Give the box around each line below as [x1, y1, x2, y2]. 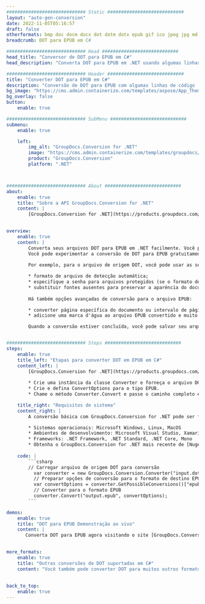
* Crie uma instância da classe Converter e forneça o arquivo [28, 380, 192, 386]
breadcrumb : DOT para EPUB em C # [6, 37, 92, 43]
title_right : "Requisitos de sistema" [17, 402, 116, 408]
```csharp [28, 459, 53, 465]
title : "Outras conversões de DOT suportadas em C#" [17, 560, 154, 566]
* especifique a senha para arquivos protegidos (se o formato [28, 279, 192, 285]
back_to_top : [6, 583, 40, 589]
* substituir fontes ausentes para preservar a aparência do [28, 284, 187, 290]
